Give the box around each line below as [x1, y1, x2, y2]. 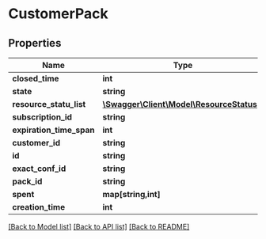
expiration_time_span [12, 124, 95, 135]
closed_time [12, 73, 59, 84]
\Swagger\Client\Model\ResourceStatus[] [102, 99, 264, 109]
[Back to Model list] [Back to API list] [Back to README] [8, 222, 190, 231]
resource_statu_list [12, 99, 86, 109]
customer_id [12, 138, 61, 148]
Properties [8, 36, 62, 50]
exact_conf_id [12, 163, 66, 174]
